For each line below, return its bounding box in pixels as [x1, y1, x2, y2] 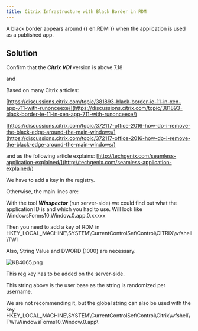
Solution [6, 48, 38, 59]
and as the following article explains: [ [6, 152, 99, 160]
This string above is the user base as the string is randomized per [6, 282, 166, 289]
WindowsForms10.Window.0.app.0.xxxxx [6, 212, 106, 219]
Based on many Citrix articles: [6, 87, 79, 94]
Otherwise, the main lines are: [6, 188, 79, 195]
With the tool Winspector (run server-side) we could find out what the [6, 199, 177, 207]
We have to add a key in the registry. [6, 177, 95, 184]
